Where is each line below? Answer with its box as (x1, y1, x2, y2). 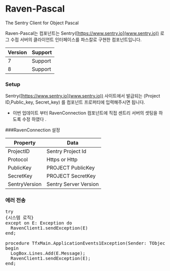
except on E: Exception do (5, 220, 72, 225)
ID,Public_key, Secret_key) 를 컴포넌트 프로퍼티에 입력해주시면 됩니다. (5, 99, 145, 105)
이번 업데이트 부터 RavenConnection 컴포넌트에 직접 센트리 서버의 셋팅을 (12, 110, 158, 116)
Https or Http (46, 156, 77, 163)
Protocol (8, 156, 28, 163)
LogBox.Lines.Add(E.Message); (10, 250, 86, 256)
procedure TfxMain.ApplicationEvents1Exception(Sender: (5, 240, 147, 246)
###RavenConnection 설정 (5, 127, 60, 133)
